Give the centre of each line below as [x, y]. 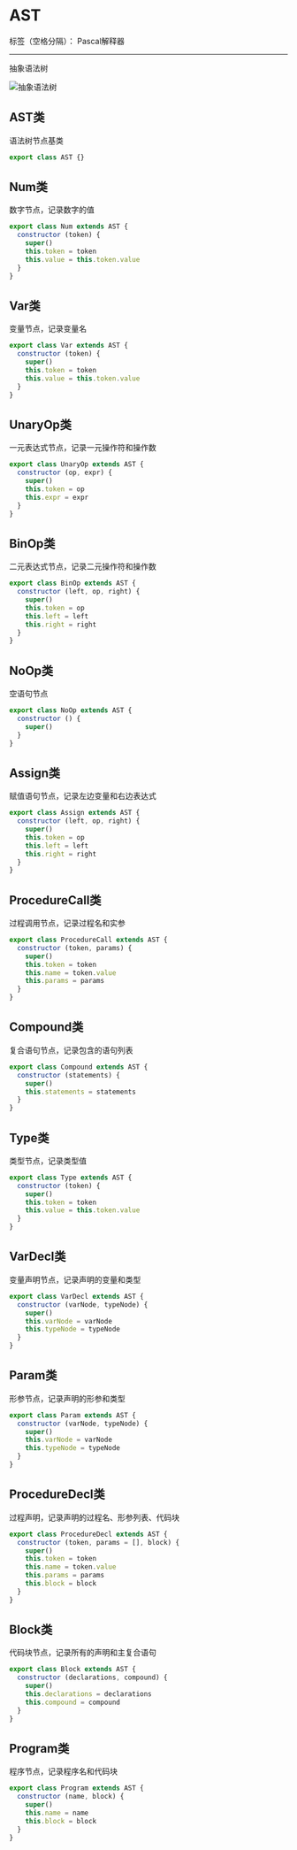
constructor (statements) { [69, 1075]
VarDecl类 [38, 1257]
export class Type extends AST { [71, 1178]
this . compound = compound [73, 1702]
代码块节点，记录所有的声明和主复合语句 [83, 1653]
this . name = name [57, 1813]
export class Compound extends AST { [79, 1067]
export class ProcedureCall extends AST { [88, 940]
